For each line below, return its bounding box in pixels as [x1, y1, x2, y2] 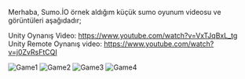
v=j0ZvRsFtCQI [8, 48, 57, 56]
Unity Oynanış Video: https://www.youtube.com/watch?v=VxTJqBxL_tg [8, 31, 238, 40]
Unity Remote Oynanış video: [8, 39, 103, 48]
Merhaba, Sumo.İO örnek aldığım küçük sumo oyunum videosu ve [8, 8, 221, 16]
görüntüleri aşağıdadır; [8, 16, 82, 25]
